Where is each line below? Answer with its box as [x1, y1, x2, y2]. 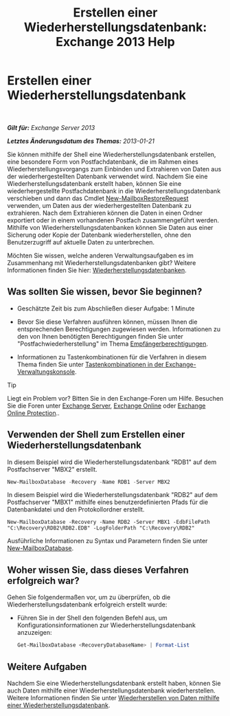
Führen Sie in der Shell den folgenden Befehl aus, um [16, 614, 168, 622]
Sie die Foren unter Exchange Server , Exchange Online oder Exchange [7, 401, 206, 410]
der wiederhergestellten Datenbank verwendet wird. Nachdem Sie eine [7, 172, 208, 180]
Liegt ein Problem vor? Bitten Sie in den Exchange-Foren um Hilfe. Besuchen [7, 394, 224, 402]
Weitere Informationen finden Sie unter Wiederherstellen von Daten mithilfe [7, 693, 220, 702]
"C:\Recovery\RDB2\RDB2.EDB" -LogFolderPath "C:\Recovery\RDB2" [7, 525, 195, 531]
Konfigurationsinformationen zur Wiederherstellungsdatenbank [16, 621, 196, 629]
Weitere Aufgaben [7, 661, 87, 673]
